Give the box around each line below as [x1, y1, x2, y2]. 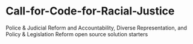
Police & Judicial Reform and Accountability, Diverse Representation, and [5, 24, 188, 31]
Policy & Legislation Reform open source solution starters [5, 30, 148, 37]
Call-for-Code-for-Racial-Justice [5, 4, 175, 18]
